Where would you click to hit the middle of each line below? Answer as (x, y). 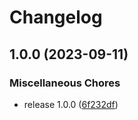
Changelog (56, 17)
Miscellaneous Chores (65, 83)
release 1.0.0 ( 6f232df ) (71, 104)
